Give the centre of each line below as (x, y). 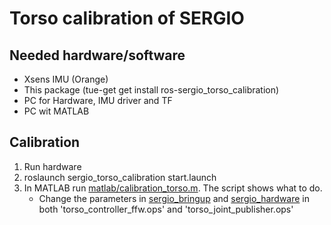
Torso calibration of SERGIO (127, 18)
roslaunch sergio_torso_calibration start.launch (120, 177)
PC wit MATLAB (56, 111)
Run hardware (52, 166)
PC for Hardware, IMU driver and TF (98, 100)
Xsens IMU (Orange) (66, 79)
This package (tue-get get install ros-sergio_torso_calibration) (151, 90)
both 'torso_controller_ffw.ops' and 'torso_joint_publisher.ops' (166, 209)
